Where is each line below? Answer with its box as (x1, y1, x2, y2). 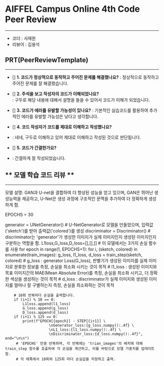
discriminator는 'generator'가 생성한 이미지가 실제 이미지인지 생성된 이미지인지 (5, 234, 157, 240)
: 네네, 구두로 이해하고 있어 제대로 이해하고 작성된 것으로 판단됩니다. (12, 134, 141, 140)
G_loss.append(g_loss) (22, 306, 69, 311)
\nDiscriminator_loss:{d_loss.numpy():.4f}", (48, 331, 143, 337)
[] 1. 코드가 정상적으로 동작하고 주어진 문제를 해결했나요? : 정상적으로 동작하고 (12, 74, 159, 80)
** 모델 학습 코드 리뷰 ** (5, 171, 75, 180)
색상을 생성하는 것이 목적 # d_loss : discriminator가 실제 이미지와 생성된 (10, 276, 148, 282)
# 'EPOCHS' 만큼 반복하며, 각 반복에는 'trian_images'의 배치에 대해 (16, 341, 143, 346)
